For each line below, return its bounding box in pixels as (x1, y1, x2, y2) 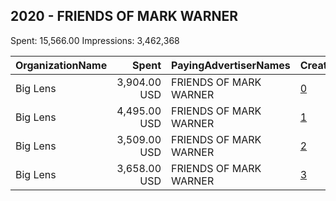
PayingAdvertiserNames (171, 58, 291, 72)
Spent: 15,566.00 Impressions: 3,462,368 (10, 34, 180, 46)
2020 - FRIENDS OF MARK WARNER (10, 8, 239, 25)
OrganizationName (15, 58, 108, 72)
